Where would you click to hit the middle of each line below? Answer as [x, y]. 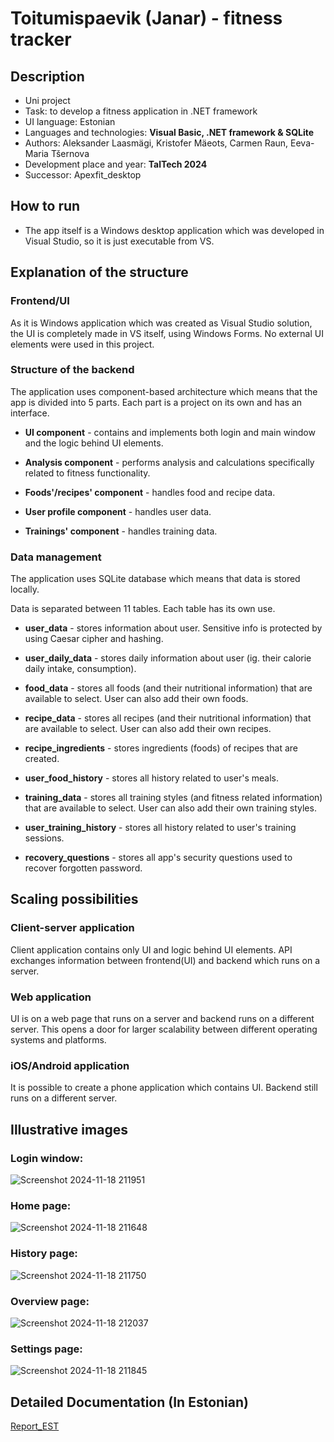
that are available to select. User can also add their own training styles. [170, 808]
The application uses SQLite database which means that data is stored [155, 579]
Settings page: [46, 1349]
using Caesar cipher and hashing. [94, 639]
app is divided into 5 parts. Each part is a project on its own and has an [156, 402]
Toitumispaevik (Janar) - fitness [146, 18]
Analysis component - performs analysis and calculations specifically [169, 462]
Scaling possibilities [74, 899]
